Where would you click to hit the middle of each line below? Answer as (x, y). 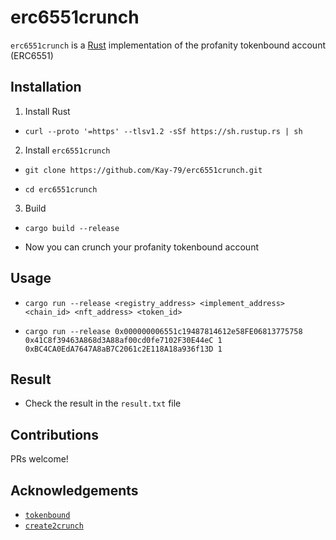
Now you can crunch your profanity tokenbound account (141, 247)
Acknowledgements (74, 490)
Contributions (54, 434)
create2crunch (54, 526)
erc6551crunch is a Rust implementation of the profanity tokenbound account (168, 45)
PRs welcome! (39, 459)
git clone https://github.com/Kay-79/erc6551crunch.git (143, 170)
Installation (46, 87)
